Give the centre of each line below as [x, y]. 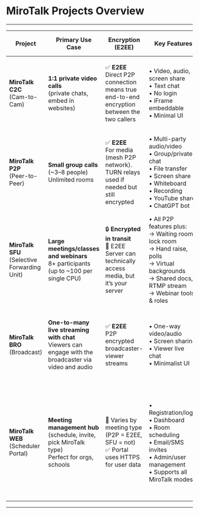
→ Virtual [162, 264]
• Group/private [171, 154]
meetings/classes [74, 249]
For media [119, 150]
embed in [61, 100]
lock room [163, 241]
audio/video [166, 146]
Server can [121, 253]
